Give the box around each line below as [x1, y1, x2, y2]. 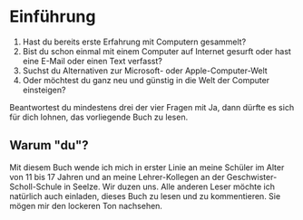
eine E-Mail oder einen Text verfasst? [22, 55, 163, 66]
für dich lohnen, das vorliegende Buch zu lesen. [9, 111, 189, 122]
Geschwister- [226, 171, 278, 182]
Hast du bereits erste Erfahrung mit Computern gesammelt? [22, 36, 247, 47]
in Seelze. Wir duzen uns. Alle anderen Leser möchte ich [63, 181, 275, 192]
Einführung [9, 6, 96, 27]
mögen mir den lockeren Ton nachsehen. [9, 200, 163, 211]
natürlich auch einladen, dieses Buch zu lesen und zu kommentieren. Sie [9, 190, 281, 201]
